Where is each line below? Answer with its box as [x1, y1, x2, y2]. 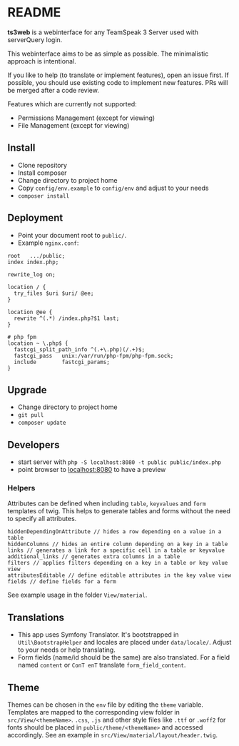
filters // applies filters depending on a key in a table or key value [7, 560, 228, 567]
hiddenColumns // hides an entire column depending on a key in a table [7, 540, 228, 548]
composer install [17, 192, 70, 200]
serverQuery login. [7, 35, 63, 44]
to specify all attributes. [7, 515, 77, 523]
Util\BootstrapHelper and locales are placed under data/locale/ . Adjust [17, 638, 232, 647]
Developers [7, 438, 60, 450]
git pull [17, 412, 44, 419]
